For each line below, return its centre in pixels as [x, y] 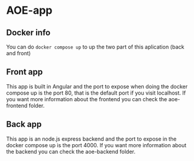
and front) [19, 53]
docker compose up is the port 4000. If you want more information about [96, 145]
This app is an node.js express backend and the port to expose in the [91, 139]
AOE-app [29, 10]
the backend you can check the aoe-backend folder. [71, 151]
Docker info [28, 33]
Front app [25, 72]
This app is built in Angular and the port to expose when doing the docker [97, 86]
